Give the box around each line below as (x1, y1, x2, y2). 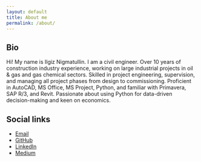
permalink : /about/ (6, 20, 56, 26)
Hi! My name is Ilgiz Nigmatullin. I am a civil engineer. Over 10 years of (6, 58, 182, 66)
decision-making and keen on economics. (6, 97, 111, 104)
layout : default (6, 8, 47, 15)
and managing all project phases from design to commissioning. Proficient (6, 78, 192, 85)
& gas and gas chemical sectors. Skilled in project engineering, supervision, (6, 71, 196, 78)
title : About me (6, 14, 47, 20)
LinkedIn (15, 143, 37, 150)
